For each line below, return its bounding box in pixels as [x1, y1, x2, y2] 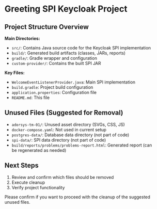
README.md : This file [11, 95, 50, 100]
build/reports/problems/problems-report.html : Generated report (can [11, 142, 152, 148]
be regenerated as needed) [11, 147, 66, 153]
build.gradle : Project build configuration [11, 84, 94, 90]
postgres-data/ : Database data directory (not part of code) [11, 132, 129, 138]
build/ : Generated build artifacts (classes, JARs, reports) [11, 50, 126, 56]
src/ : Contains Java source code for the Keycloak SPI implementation [11, 45, 151, 50]
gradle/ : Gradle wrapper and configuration [11, 55, 97, 61]
